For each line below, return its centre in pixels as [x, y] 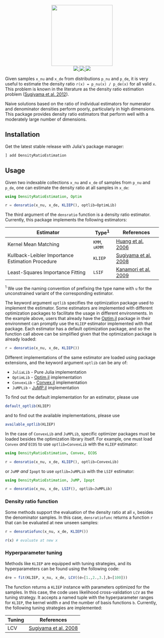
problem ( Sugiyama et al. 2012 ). [37, 94]
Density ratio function [31, 502]
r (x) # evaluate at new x [31, 540]
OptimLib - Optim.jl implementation [47, 377]
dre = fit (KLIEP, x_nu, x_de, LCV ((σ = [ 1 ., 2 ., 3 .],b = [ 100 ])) [66, 577]
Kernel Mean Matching [33, 244]
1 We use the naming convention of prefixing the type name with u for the [79, 288]
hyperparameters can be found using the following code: [62, 569]
